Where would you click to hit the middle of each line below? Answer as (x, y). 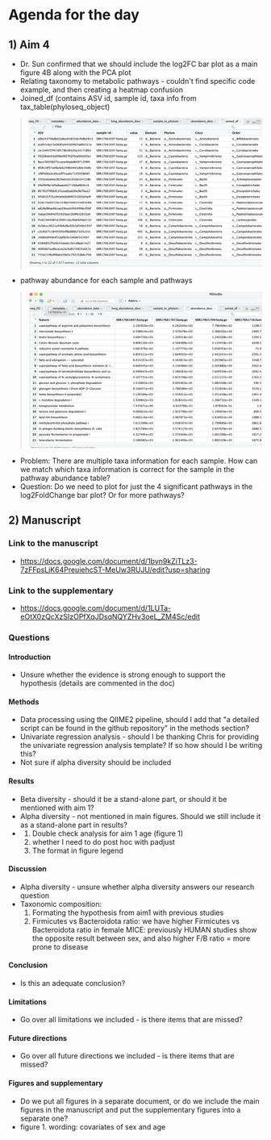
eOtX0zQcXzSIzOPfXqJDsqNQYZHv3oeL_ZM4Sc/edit (110, 617)
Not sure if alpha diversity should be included (96, 762)
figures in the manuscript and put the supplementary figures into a (130, 1109)
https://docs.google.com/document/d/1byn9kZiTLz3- (108, 561)
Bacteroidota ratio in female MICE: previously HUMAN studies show (144, 929)
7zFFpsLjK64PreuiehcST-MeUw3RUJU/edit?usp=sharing (115, 570)
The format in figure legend (77, 850)
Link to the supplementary (61, 591)
